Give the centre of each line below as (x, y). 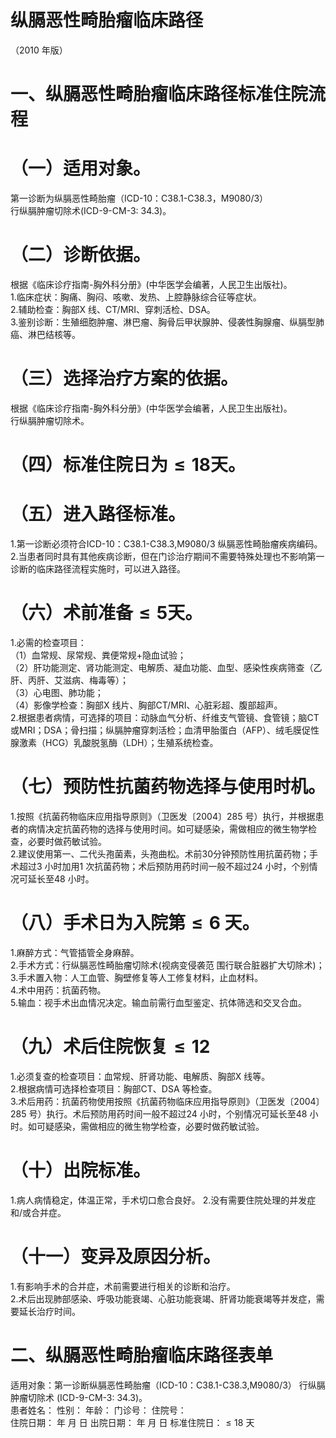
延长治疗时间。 (49, 1311)
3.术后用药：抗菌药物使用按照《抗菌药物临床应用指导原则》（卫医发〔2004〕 (167, 1101)
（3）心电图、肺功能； (57, 692)
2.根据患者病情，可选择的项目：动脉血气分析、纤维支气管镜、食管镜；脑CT (165, 717)
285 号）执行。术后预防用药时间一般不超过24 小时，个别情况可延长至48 (159, 1113)
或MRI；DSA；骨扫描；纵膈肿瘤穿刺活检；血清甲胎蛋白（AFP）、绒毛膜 (156, 730)
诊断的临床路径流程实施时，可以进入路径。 (98, 569)
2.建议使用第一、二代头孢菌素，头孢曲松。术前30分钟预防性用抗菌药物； (160, 853)
